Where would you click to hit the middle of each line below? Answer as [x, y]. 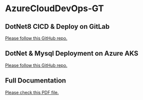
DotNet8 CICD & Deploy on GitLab [57, 27]
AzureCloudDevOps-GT [55, 9]
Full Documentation [36, 81]
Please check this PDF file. [32, 92]
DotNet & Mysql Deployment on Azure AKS [72, 53]
